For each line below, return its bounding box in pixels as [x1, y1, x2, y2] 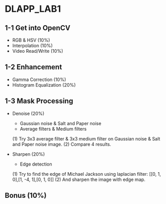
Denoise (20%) [12, 110, 45, 116]
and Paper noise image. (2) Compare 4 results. [12, 141, 111, 147]
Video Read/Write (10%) [12, 48, 64, 54]
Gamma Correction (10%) [12, 76, 66, 83]
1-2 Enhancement [5, 63, 63, 72]
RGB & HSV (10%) [12, 37, 50, 43]
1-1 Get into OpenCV [5, 24, 71, 32]
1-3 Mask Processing [5, 97, 73, 106]
